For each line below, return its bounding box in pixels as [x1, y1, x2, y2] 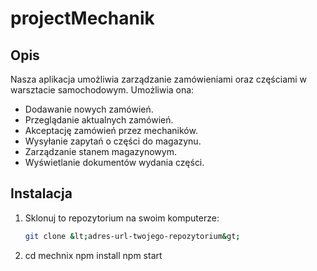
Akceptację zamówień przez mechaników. [24, 125, 198, 136]
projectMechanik [10, 7, 155, 30]
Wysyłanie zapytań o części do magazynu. [24, 135, 202, 147]
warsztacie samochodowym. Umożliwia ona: [10, 84, 195, 96]
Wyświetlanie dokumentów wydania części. [24, 157, 205, 168]
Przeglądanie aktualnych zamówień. [24, 114, 174, 126]
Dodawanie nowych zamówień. [24, 103, 154, 115]
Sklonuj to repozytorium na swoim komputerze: [24, 212, 220, 224]
